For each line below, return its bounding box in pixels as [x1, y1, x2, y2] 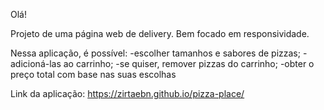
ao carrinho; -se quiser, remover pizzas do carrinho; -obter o [63, 58, 315, 69]
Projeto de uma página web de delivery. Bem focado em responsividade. [10, 28, 310, 39]
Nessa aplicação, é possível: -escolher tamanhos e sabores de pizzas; [10, 47, 301, 59]
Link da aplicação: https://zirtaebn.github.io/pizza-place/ [10, 88, 245, 99]
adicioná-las [10, 58, 62, 69]
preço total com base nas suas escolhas [10, 69, 177, 80]
